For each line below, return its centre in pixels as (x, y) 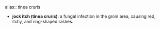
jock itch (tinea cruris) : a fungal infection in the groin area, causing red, (84, 16)
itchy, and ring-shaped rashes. (43, 22)
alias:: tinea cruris (23, 7)
